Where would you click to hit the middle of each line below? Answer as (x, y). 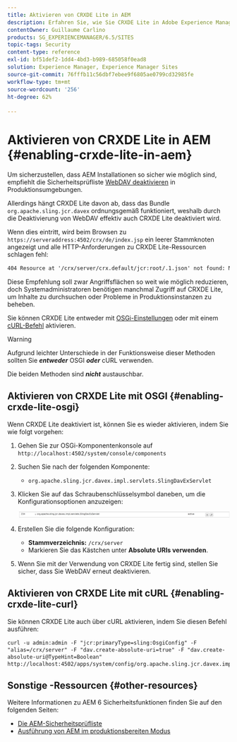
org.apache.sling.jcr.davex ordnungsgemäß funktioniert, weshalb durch (114, 211)
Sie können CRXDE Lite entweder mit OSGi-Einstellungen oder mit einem (113, 318)
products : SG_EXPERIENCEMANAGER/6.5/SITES (71, 37)
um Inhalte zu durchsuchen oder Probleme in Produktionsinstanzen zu (109, 297)
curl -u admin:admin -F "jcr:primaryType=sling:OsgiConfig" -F (102, 642)
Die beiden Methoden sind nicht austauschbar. (75, 373)
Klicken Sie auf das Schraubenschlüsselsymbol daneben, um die (111, 493)
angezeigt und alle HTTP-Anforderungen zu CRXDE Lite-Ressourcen (107, 247)
